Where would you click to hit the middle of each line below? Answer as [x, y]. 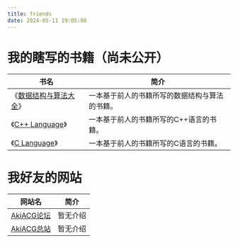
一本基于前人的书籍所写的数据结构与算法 [156, 96]
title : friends [30, 14]
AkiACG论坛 [31, 215]
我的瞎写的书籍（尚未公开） [88, 58]
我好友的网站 [45, 177]
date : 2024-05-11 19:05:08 [47, 21]
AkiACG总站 [31, 229]
